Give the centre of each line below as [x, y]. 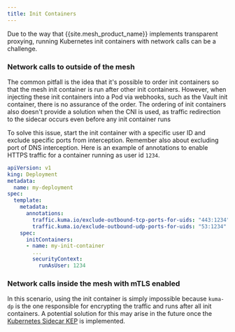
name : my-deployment [43, 187]
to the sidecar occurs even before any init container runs [89, 119]
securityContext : [57, 259]
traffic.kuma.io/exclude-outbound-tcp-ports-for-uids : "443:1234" [131, 220]
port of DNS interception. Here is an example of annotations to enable [108, 147]
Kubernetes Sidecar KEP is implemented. [66, 321]
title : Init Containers [42, 14]
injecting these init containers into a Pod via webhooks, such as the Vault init [117, 97]
